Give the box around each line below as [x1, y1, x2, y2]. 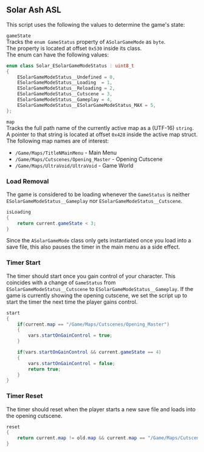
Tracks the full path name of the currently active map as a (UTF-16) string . [6, 124, 194, 131]
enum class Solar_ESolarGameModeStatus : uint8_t [6, 63, 135, 69]
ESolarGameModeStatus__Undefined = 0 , [17, 74, 115, 80]
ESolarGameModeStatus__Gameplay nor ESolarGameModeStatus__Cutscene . [6, 197, 183, 204]
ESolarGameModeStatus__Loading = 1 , [17, 80, 113, 86]
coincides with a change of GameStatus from [6, 279, 116, 286]
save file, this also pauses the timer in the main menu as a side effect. [6, 243, 180, 251]
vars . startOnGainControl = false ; [28, 360, 115, 366]
